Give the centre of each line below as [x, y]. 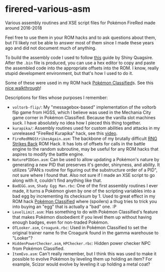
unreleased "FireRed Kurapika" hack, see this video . [65, 133]
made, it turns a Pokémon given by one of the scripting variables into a [84, 191]
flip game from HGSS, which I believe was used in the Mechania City [82, 112]
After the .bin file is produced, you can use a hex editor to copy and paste [80, 63]
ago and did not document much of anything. [51, 48]
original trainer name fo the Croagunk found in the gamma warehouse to [85, 233]
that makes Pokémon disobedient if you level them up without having [82, 217]
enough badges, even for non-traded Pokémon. [60, 222]
